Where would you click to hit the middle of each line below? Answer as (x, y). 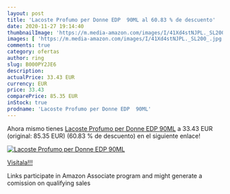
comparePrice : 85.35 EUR (42, 97)
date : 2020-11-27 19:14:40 (46, 26)
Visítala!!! (20, 162)
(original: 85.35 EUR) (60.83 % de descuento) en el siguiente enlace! (104, 136)
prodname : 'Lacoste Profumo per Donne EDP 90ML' (79, 109)
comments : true (29, 45)
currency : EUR (27, 84)
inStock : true (27, 103)
